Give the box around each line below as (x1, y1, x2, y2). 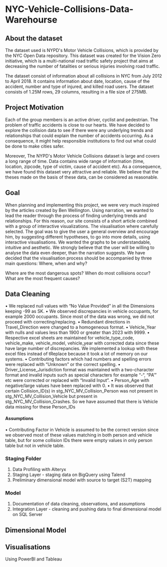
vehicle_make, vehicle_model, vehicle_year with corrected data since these (5, 340, 160, 346)
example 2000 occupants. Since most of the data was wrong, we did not (5, 313, 155, 319)
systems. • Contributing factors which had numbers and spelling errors (5, 356, 152, 362)
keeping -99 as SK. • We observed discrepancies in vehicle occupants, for (5, 308, 159, 314)
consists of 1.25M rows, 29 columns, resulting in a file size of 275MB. (5, 89, 148, 94)
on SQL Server (12, 511, 43, 517)
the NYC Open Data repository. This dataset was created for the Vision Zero (5, 52, 161, 58)
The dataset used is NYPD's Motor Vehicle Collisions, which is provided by (5, 47, 159, 53)
